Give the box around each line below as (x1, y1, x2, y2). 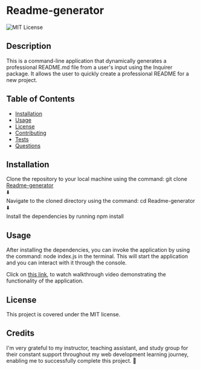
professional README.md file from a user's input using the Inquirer (6, 63, 173, 71)
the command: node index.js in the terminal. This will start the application (6, 253, 188, 260)
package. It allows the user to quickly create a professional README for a (6, 70, 189, 77)
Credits (6, 328, 35, 339)
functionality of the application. (6, 277, 84, 284)
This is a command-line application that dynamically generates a (6, 57, 167, 64)
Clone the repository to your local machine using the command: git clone (6, 176, 188, 183)
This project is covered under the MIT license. (6, 311, 121, 317)
